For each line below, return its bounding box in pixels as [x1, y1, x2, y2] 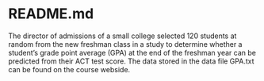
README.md [8, 5, 94, 23]
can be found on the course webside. [8, 64, 131, 74]
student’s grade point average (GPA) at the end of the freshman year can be [8, 48, 256, 57]
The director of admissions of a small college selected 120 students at [8, 31, 237, 40]
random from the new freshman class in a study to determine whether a [8, 39, 243, 48]
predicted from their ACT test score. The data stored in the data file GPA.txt [8, 56, 254, 66]
